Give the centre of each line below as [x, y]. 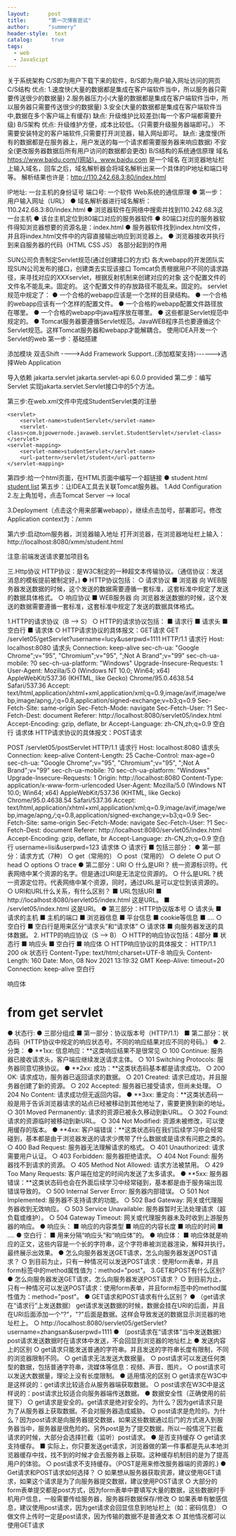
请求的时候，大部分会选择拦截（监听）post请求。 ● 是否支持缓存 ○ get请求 [117, 1437]
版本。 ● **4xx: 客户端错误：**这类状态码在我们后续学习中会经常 [127, 1130]
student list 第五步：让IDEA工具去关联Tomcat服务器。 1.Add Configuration [115, 486]
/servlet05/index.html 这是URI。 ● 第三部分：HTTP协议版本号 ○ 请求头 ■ [114, 908]
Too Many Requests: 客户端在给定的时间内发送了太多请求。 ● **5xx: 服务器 [118, 1173]
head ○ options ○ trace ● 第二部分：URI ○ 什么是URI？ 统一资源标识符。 [114, 865]
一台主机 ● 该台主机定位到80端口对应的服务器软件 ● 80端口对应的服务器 [113, 218]
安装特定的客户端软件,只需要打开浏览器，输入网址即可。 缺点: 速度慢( [119, 133]
